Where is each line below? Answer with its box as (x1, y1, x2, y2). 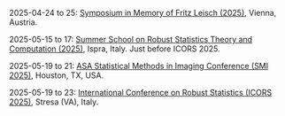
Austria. (9, 17, 38, 27)
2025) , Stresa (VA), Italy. (9, 97, 99, 107)
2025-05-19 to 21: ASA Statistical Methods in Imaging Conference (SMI (9, 61, 269, 71)
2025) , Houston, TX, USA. (9, 70, 104, 81)
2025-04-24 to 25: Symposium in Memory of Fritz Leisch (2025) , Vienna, (9, 8, 277, 18)
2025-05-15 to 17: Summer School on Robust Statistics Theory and (9, 35, 253, 44)
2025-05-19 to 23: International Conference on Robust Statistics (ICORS (9, 88, 273, 97)
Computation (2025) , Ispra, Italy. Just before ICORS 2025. (9, 43, 220, 54)
